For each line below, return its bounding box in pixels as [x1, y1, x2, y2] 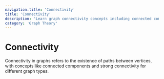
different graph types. [5, 68, 49, 74]
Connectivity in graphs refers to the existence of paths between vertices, [5, 58, 152, 64]
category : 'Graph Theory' [5, 20, 58, 26]
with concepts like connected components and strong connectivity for [5, 63, 146, 69]
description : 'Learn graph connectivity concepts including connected [5, 16, 152, 21]
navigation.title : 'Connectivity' [5, 7, 76, 12]
